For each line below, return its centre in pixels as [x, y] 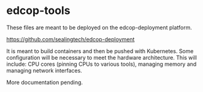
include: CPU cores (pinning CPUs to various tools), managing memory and [101, 64]
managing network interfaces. [44, 70]
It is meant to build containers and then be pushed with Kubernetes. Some [100, 51]
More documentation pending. [45, 82]
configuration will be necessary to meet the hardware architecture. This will [102, 57]
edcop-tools [38, 11]
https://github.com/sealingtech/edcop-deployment [71, 39]
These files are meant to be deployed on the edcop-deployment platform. [99, 27]
